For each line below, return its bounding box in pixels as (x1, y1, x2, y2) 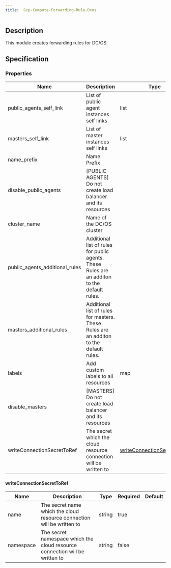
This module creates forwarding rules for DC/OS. (5, 40, 108, 46)
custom (86, 367, 104, 374)
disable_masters (8, 403, 47, 410)
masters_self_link (8, 135, 49, 142)
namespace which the (40, 535, 94, 543)
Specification (5, 55, 49, 63)
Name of (86, 214, 107, 221)
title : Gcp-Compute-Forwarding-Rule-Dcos (5, 7, 97, 13)
